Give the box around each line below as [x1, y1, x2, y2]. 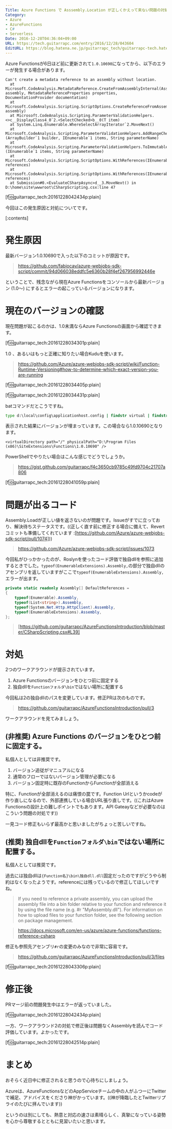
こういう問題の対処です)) [5, 810, 58, 816]
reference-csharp [17, 933, 55, 939]
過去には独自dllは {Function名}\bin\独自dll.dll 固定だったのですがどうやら [5, 873, 162, 879]
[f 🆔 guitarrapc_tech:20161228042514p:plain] [5, 1039, 100, 1045]
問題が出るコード [5, 499, 78, 511]
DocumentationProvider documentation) [5, 95, 88, 100]
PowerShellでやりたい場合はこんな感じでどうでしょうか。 [5, 453, 128, 460]
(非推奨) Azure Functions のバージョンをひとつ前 [5, 732, 161, 741]
